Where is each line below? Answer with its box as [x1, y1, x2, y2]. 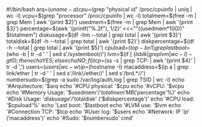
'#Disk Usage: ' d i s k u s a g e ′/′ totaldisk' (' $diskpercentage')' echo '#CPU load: [6, 95, 195, 102]
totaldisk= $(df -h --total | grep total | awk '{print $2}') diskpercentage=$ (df [6, 38, 195, 45]
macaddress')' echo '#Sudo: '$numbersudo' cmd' [9, 114, 134, 122]
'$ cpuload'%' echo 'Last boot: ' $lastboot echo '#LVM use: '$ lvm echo [6, 102, 181, 108]
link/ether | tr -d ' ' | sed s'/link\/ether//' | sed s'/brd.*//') [6, 70, 146, 76]
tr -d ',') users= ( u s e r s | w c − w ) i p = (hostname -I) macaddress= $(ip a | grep [6, 63, 189, 70]
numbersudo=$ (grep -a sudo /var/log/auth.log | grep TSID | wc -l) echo [6, 76, 185, 83]
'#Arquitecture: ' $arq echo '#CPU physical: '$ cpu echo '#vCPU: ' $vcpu [6, 82, 184, 90]
